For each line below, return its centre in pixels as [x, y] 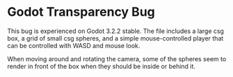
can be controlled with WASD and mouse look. [74, 45]
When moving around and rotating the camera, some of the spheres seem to [117, 58]
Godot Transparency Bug [81, 12]
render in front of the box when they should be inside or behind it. [102, 66]
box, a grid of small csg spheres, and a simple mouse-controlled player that [115, 38]
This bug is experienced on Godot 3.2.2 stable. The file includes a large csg [116, 31]
